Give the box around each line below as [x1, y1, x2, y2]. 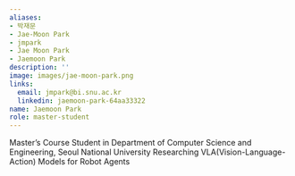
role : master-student [9, 113, 90, 122]
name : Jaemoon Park [9, 105, 82, 113]
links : [9, 80, 34, 88]
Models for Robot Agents [38, 156, 131, 167]
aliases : [9, 13, 42, 22]
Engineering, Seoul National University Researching [9, 147, 199, 157]
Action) [9, 156, 37, 167]
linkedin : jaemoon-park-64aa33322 [17, 96, 146, 105]
